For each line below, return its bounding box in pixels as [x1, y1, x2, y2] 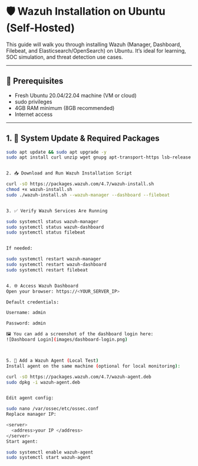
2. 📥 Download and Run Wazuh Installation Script [6, 170, 133, 176]
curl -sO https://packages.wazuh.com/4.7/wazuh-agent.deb [6, 374, 151, 380]
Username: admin [6, 310, 46, 316]
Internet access [14, 111, 53, 118]
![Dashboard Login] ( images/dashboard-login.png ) [6, 336, 128, 343]
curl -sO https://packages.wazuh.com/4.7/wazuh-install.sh [6, 181, 154, 187]
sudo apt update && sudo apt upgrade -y [6, 149, 107, 155]
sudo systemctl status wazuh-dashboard [6, 224, 104, 230]
